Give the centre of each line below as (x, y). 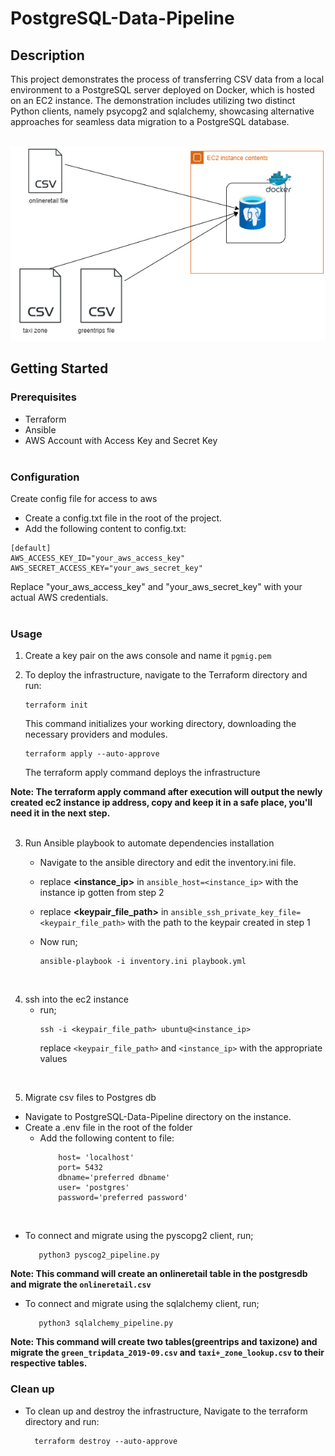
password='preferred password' (123, 1198)
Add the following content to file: (107, 1138)
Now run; (58, 942)
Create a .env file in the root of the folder (108, 1128)
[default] (31, 548)
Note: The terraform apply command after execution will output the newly (166, 792)
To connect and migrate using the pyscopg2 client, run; (139, 1236)
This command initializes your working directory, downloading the (160, 724)
